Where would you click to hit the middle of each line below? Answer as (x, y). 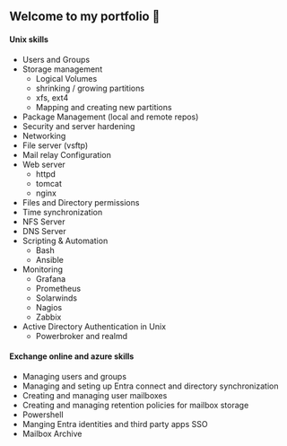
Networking (44, 136)
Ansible (50, 259)
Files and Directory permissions (81, 202)
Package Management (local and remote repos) (110, 117)
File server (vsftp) (55, 145)
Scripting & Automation (65, 240)
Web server (43, 164)
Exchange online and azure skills (72, 356)
